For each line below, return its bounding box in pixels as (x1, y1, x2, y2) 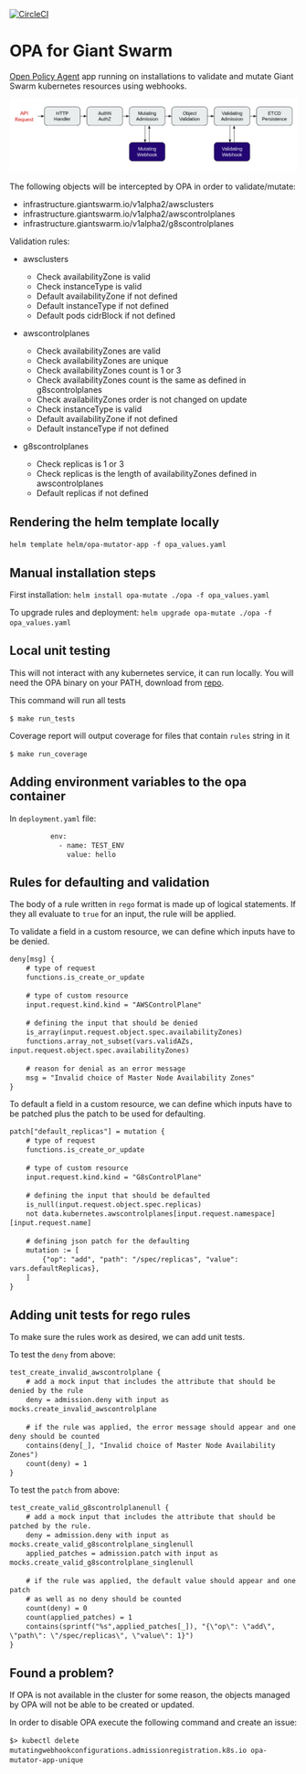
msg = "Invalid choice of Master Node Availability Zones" (26, 1073, 256, 1082)
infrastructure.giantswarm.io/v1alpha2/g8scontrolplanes (22, 218, 235, 229)
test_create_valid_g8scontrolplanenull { (9, 1504, 170, 1513)
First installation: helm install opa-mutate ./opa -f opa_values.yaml (9, 589, 270, 600)
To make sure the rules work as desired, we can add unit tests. (9, 1332, 245, 1343)
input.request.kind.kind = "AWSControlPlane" (26, 1000, 203, 1009)
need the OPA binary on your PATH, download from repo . (9, 677, 225, 688)
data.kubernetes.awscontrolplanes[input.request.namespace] (42, 1209, 276, 1219)
